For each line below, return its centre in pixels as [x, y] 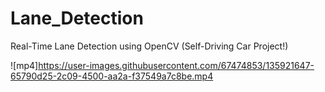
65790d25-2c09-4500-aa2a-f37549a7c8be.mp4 [112, 76]
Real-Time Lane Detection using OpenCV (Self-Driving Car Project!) [149, 46]
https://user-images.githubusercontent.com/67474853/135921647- [176, 65]
